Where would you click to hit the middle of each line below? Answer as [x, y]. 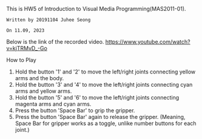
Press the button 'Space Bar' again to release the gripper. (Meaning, [100, 117]
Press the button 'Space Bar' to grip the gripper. [75, 110]
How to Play [21, 60]
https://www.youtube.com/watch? [148, 42]
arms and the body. [39, 78]
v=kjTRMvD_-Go [27, 48]
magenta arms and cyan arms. [53, 104]
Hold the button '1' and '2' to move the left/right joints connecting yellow [105, 72]
